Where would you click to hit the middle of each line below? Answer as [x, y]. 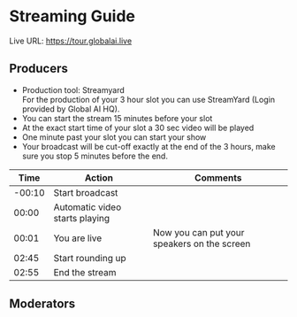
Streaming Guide [72, 16]
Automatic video [88, 207]
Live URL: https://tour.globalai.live [71, 41]
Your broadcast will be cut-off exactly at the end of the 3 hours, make [148, 146]
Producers [39, 69]
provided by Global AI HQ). [71, 109]
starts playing [82, 218]
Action [99, 177]
